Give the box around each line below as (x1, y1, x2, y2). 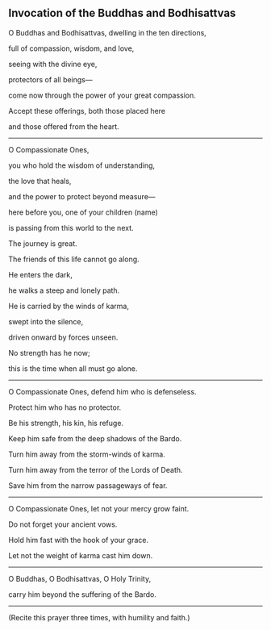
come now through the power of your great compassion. (8, 90, 196, 100)
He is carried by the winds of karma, (8, 301, 129, 311)
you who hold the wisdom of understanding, (8, 161, 156, 170)
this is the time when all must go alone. (8, 363, 138, 373)
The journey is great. (8, 238, 78, 248)
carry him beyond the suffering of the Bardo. (8, 589, 157, 599)
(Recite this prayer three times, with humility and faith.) (8, 612, 191, 622)
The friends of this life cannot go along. (8, 254, 140, 264)
